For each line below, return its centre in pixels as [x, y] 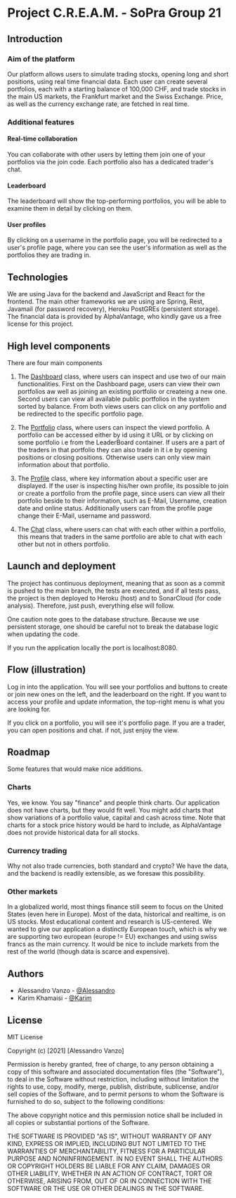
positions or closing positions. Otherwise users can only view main [114, 457]
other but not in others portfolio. [64, 544]
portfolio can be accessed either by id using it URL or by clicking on [115, 435]
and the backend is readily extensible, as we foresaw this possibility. [106, 874]
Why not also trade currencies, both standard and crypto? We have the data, [118, 866]
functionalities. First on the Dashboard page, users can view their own [119, 384]
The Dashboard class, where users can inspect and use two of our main [122, 376]
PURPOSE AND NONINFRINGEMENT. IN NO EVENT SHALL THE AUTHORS [115, 1158]
